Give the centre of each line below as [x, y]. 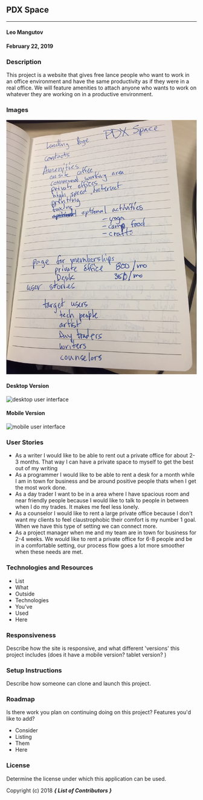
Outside [25, 594]
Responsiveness [31, 635]
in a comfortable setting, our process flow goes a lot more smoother [100, 546]
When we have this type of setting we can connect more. [86, 526]
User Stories [25, 442]
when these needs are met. [49, 552]
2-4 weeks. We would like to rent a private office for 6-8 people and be [104, 539]
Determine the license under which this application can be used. [86, 779]
